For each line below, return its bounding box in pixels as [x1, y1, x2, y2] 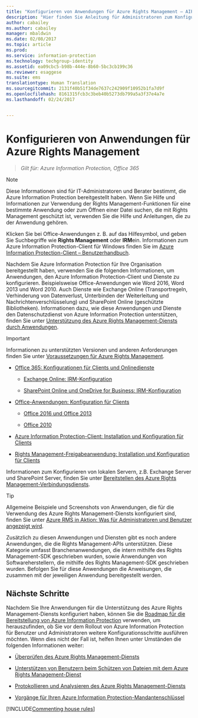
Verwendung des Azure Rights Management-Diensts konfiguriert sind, [6, 509, 177, 517]
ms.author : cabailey [6, 25, 57, 31]
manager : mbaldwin [6, 31, 51, 37]
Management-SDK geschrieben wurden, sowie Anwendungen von [6, 553, 167, 560]
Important [6, 334, 30, 342]
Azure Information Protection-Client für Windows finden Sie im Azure [6, 243, 174, 250]
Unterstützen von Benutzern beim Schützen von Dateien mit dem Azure [14, 665, 189, 672]
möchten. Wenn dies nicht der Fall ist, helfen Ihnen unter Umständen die [6, 636, 181, 643]
